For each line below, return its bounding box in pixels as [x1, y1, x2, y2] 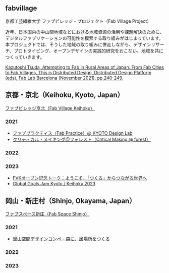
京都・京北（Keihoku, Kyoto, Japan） [5, 91, 125, 99]
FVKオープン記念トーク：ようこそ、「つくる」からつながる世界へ [12, 175, 147, 181]
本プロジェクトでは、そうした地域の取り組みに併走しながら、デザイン [5, 41, 151, 47]
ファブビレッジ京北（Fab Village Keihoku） [5, 105, 95, 111]
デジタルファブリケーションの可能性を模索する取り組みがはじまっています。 [5, 35, 163, 41]
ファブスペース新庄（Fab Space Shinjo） [5, 210, 90, 216]
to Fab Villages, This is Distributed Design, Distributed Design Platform [5, 69, 152, 75]
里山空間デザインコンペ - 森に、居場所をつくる [12, 236, 110, 242]
